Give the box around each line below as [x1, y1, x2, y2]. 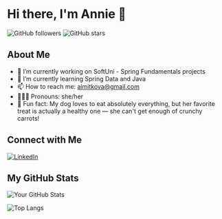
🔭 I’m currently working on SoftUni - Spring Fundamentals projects [16, 67, 206, 75]
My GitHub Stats [7, 172, 79, 184]
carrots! [16, 114, 40, 123]
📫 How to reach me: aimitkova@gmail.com [16, 82, 140, 90]
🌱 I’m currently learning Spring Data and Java [16, 74, 146, 83]
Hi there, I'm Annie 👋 [7, 6, 126, 22]
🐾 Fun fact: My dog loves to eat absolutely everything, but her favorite [16, 99, 215, 107]
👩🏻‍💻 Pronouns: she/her [16, 92, 84, 101]
